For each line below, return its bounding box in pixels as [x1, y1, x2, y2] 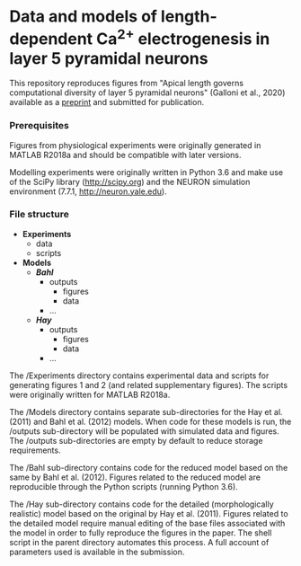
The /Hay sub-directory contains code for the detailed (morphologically [9, 499, 274, 509]
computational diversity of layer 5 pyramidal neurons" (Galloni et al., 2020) [9, 87, 286, 98]
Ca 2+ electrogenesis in [95, 25, 270, 49]
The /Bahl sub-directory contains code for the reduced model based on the [9, 462, 288, 473]
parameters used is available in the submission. [9, 546, 185, 557]
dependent [9, 29, 93, 49]
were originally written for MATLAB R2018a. [9, 389, 171, 400]
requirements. [9, 445, 61, 455]
